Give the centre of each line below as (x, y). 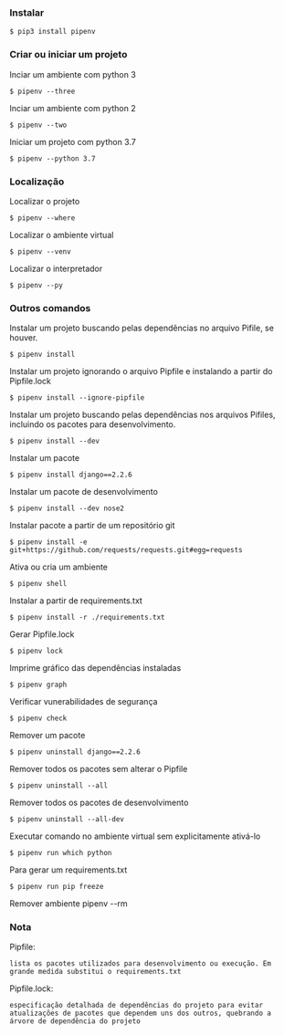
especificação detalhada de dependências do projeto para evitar (136, 1006)
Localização (37, 182)
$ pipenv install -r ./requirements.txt (88, 618)
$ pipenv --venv (40, 251)
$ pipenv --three (42, 91)
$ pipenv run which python (61, 853)
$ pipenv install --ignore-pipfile (77, 398)
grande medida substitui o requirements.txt (95, 972)
